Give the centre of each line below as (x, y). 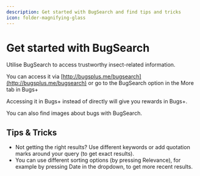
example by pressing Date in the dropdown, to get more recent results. (104, 167)
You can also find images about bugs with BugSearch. (74, 113)
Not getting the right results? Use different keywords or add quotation (102, 147)
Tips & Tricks (32, 132)
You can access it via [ (35, 76)
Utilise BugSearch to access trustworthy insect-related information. (91, 65)
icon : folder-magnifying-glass (46, 18)
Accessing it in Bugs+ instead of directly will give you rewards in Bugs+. (97, 101)
